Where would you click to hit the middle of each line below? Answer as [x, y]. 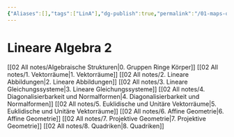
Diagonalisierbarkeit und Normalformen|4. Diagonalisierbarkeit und [103, 96]
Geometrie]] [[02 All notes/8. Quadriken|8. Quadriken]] [86, 126]
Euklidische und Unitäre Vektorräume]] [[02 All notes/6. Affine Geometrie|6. [116, 111]
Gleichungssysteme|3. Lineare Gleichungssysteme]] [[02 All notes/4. [106, 89]
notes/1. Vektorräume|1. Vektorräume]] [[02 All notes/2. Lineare [98, 74]
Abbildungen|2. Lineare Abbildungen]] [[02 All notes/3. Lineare [97, 82]
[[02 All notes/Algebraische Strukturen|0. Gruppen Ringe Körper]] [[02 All [112, 67]
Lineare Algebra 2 [60, 47]
